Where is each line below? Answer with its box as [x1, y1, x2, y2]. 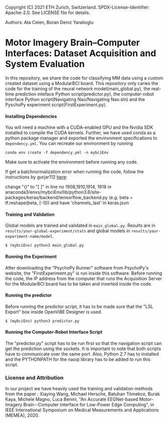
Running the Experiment [5, 253, 57, 260]
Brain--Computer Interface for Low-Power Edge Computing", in [23, 402, 154, 408]
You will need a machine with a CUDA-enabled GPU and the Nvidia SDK [5, 124, 153, 130]
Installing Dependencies [5, 113, 57, 119]
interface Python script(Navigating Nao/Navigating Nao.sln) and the [5, 96, 145, 102]
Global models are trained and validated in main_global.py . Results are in [5, 222, 155, 228]
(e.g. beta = [108, 195, 133, 201]
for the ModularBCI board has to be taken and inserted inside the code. [5, 281, 152, 287]
